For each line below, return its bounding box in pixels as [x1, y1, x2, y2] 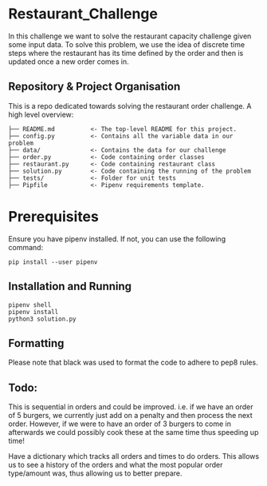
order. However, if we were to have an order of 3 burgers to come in [8, 419, 231, 428]
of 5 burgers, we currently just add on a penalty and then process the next [8, 411, 253, 420]
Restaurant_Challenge [8, 5, 158, 23]
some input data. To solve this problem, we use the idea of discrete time [8, 39, 245, 49]
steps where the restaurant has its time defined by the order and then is [8, 48, 244, 58]
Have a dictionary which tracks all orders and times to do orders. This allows [8, 452, 260, 461]
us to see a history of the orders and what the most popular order [8, 460, 223, 470]
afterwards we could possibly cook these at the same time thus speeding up [8, 428, 259, 437]
